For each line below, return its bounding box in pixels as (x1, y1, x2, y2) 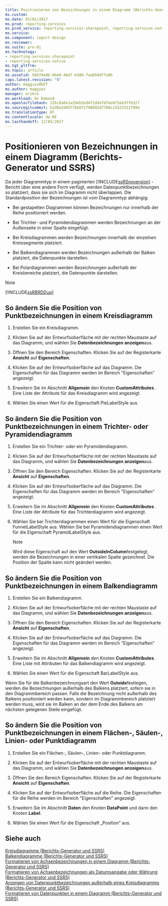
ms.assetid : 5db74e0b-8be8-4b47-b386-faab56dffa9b (5, 73, 113, 78)
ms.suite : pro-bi (5, 45, 41, 50)
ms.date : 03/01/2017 (5, 17, 48, 22)
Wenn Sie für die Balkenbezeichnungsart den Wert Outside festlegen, (5, 680, 147, 686)
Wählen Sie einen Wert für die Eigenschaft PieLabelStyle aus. (12, 400, 139, 406)
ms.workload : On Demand (5, 96, 55, 101)
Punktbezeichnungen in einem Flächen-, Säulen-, (5, 729, 163, 737)
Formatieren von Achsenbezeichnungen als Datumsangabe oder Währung (5, 869, 158, 875)
